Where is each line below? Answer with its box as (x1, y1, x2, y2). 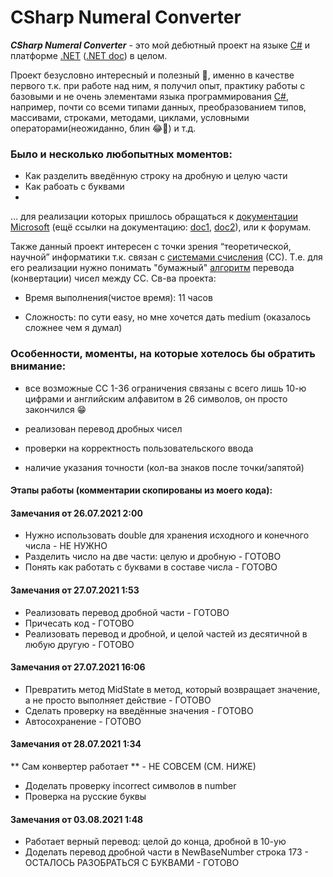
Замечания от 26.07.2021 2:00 (10, 507, 143, 519)
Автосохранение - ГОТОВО (24, 715, 142, 727)
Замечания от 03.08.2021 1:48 (10, 813, 144, 825)
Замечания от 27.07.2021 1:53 (10, 584, 140, 596)
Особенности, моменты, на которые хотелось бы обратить (10, 347, 316, 361)
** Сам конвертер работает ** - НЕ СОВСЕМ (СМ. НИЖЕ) (10, 760, 257, 772)
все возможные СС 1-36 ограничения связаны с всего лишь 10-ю (24, 382, 307, 394)
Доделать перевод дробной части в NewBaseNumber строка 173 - (24, 846, 310, 858)
